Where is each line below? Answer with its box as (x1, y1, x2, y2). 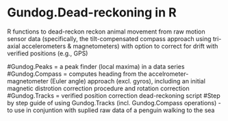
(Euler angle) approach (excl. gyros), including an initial (50, 77, 205, 85)
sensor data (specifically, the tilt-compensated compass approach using (7, 34, 212, 42)
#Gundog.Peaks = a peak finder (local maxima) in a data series (7, 62, 185, 70)
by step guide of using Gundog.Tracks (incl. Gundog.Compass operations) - (7, 98, 221, 107)
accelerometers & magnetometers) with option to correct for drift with (21, 42, 218, 50)
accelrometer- (148, 70, 189, 78)
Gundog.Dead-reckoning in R (7, 5, 177, 21)
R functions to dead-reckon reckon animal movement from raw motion (7, 27, 205, 36)
